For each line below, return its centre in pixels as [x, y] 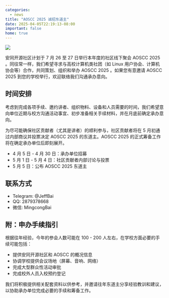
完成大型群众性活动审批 [37, 267]
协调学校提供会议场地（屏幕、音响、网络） [57, 261]
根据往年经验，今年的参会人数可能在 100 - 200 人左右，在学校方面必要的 [80, 238]
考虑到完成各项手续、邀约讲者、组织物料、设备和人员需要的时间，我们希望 [82, 107]
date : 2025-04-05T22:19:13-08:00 [40, 24]
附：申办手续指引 [32, 225]
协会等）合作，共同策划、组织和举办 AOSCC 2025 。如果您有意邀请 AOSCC [84, 70]
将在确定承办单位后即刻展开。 [36, 143]
